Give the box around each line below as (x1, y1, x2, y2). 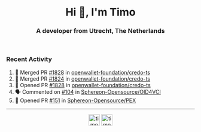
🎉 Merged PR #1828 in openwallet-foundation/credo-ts (14, 69, 151, 76)
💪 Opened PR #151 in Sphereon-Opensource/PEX (14, 97, 136, 104)
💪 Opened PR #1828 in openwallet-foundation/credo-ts (14, 81, 151, 88)
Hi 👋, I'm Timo (65, 5, 136, 19)
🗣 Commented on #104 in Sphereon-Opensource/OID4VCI (14, 88, 162, 95)
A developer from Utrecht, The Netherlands (36, 27, 165, 35)
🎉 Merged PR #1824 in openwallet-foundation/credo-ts (14, 75, 151, 82)
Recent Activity (6, 55, 53, 63)
